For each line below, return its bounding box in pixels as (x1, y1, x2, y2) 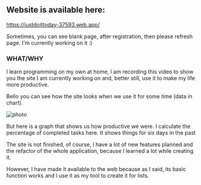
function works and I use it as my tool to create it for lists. (6, 172, 150, 180)
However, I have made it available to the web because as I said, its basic (6, 166, 186, 173)
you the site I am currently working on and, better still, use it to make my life (6, 75, 196, 82)
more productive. (6, 81, 50, 89)
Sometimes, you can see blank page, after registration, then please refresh (6, 33, 193, 40)
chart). (6, 99, 23, 107)
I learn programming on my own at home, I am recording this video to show (6, 68, 194, 75)
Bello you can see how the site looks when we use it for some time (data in (6, 93, 193, 100)
